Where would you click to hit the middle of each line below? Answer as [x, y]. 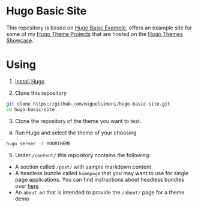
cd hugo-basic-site [31, 109]
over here [27, 186]
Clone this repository [41, 93]
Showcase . [20, 40]
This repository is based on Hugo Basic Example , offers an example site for [99, 28]
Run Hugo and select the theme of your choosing [76, 133]
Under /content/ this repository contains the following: [83, 155]
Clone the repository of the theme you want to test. [78, 121]
